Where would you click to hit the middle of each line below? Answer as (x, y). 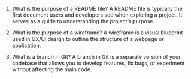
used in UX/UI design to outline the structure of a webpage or (88, 39)
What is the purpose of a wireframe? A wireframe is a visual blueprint (97, 33)
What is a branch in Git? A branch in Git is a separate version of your (96, 57)
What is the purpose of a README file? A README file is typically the (97, 9)
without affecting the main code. (52, 69)
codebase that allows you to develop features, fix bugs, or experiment (98, 63)
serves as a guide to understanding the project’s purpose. (83, 21)
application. (26, 45)
